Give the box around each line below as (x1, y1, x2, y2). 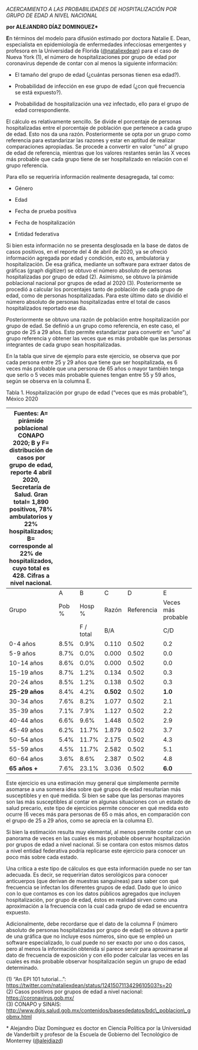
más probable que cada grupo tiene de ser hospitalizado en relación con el (6, 156, 189, 162)
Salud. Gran (14, 490, 48, 498)
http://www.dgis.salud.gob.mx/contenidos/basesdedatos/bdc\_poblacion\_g (6, 1007, 191, 1014)
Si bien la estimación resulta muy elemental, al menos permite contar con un (6, 829, 192, 835)
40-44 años (9, 717, 44, 724)
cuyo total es (12, 564, 50, 572)
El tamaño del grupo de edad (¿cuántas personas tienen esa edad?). (14, 71, 181, 78)
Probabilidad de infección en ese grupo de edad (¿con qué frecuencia (14, 83, 185, 90)
